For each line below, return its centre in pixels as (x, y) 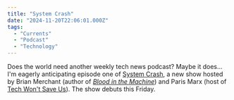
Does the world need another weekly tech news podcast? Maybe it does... (115, 67)
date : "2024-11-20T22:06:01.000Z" (58, 20)
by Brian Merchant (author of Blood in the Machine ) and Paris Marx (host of (117, 81)
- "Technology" (36, 46)
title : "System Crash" (41, 14)
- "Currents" (33, 33)
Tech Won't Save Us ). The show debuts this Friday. (81, 89)
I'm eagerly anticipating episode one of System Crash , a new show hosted (115, 74)
